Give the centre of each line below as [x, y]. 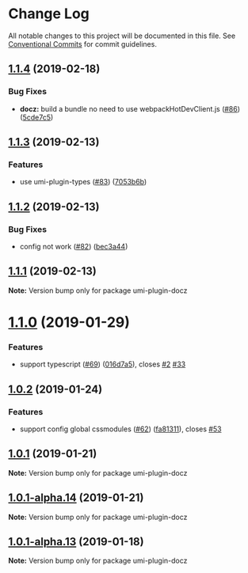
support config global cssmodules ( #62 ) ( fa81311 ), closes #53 [120, 429]
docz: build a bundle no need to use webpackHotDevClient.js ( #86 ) [130, 108]
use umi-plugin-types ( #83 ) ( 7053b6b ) [83, 182]
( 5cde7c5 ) [36, 117]
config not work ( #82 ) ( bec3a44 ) [74, 247]
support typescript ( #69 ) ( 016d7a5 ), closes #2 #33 [103, 364]
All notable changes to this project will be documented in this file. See [122, 36]
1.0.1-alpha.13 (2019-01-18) [76, 542]
